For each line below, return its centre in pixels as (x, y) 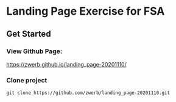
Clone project (27, 80)
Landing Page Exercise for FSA (86, 11)
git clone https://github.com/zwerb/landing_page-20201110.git (88, 93)
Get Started (29, 34)
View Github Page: (34, 51)
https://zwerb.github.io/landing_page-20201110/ (66, 64)
